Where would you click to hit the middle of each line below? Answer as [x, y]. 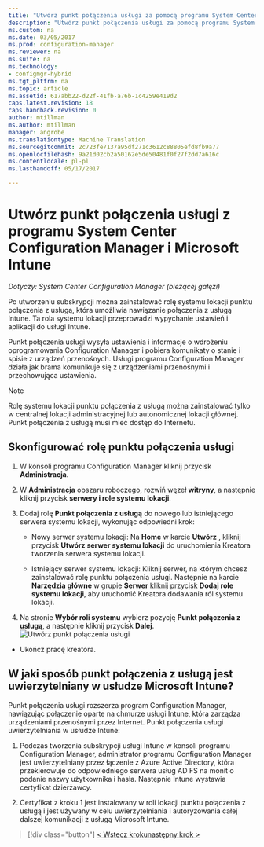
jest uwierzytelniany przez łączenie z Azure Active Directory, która [127, 762]
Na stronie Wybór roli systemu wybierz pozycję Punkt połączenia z [130, 617]
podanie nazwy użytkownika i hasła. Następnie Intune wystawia [123, 779]
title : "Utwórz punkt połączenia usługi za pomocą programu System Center [133, 15]
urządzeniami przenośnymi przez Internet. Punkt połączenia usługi [116, 722]
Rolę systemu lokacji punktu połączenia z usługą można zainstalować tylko [129, 405]
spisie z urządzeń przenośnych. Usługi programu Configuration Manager [126, 358]
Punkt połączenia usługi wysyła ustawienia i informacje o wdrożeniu [118, 342]
